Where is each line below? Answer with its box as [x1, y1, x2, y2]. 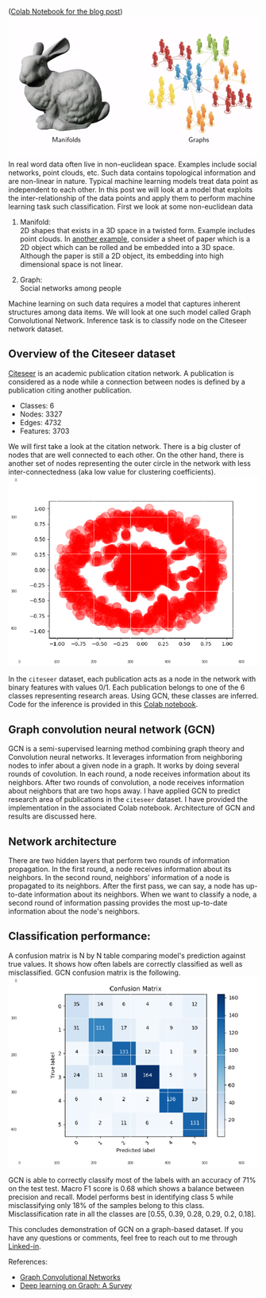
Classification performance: [8, 929, 151, 943]
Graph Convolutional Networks [19, 1272, 121, 1281]
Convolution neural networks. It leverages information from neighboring [8, 753, 243, 762]
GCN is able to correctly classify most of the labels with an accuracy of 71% [8, 1175, 256, 1185]
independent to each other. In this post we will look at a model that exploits [8, 185, 253, 194]
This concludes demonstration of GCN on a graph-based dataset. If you [8, 1224, 244, 1233]
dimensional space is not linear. [19, 259, 123, 269]
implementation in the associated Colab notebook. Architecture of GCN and [8, 803, 256, 813]
